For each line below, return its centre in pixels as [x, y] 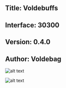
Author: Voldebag [33, 59]
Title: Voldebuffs [32, 8]
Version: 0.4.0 [28, 42]
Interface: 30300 [32, 25]
